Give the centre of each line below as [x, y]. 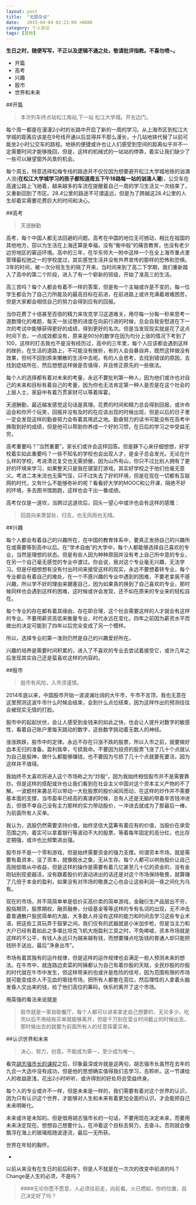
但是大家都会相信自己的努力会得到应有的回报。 [62, 301]
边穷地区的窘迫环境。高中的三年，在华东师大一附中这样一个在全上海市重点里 [98, 253]
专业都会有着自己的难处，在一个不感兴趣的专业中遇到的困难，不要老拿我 [93, 576]
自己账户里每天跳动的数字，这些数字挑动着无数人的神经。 [95, 730]
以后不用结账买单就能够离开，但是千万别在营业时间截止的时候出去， [107, 1019]
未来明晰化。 [21, 1106]
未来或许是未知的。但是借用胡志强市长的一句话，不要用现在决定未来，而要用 [98, 1118]
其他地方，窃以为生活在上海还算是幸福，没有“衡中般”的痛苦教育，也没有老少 [98, 245]
